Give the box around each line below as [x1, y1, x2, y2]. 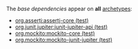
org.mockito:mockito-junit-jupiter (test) [15, 36, 113, 43]
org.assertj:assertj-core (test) [15, 17, 89, 24]
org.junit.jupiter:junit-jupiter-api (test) [15, 24, 108, 30]
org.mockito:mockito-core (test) [15, 30, 95, 37]
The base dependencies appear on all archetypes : [6, 5, 133, 12]
